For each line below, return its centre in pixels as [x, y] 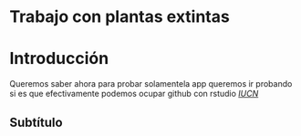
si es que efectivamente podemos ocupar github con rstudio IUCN [134, 94]
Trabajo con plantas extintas [119, 17]
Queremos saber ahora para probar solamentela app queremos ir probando [151, 84]
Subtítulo [36, 122]
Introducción [59, 59]
